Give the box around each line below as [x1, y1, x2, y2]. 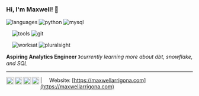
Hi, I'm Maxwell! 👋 [6, 5, 59, 14]
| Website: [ [40, 77, 74, 84]
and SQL [6, 60, 28, 67]
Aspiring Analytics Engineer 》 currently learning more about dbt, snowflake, [6, 53, 193, 61]
